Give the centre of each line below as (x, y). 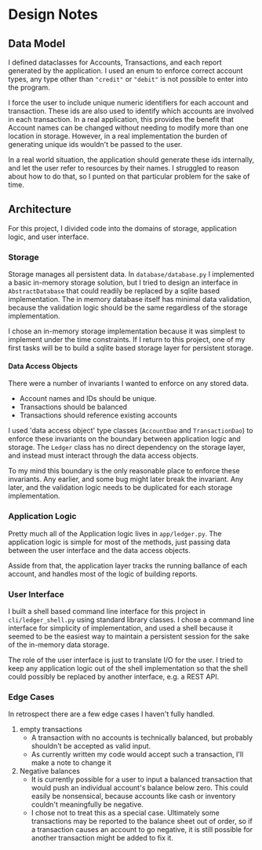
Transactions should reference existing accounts (98, 415)
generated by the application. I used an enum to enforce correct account (126, 71)
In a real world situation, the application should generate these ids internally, (131, 160)
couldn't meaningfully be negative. (87, 804)
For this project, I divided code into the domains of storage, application (122, 228)
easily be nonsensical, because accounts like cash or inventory (133, 797)
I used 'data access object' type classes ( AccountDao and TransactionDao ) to (131, 431)
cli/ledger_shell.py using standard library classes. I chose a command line (131, 620)
